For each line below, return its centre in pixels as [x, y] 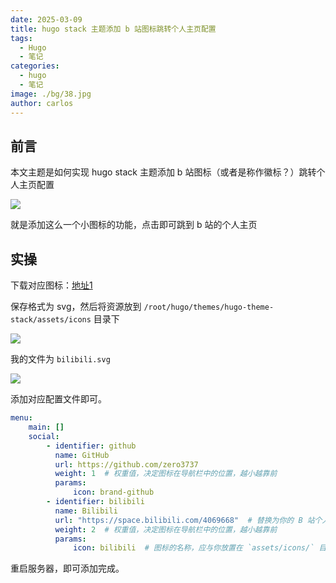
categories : [35, 66]
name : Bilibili [86, 511]
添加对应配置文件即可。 [58, 399]
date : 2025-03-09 [46, 19]
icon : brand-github [114, 492]
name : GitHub [82, 455]
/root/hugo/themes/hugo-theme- [209, 307]
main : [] [46, 427]
